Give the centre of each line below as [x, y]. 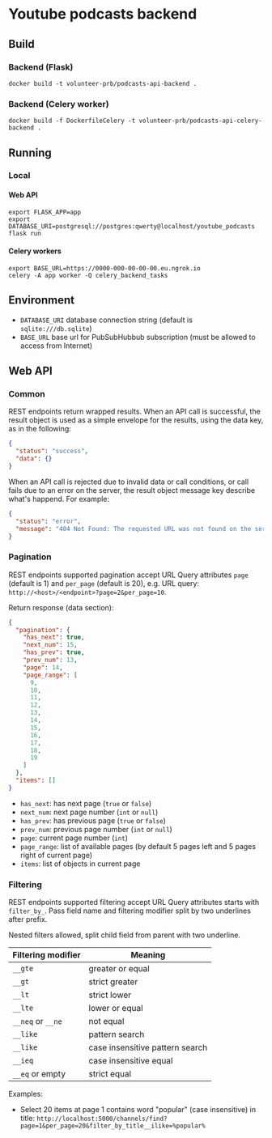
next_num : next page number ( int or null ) [89, 812]
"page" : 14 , [43, 667]
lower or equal [116, 1008]
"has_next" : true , [54, 637]
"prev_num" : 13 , [51, 660]
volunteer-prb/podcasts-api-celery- [201, 121]
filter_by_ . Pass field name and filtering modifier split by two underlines [130, 911]
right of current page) [56, 855]
